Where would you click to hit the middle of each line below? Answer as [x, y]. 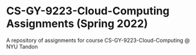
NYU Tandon [22, 47]
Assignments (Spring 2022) [77, 24]
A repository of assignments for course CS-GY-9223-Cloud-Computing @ [98, 40]
